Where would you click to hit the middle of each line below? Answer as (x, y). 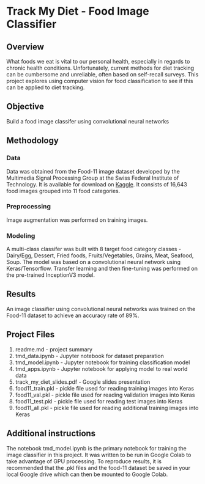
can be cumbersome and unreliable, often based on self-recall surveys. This (102, 74)
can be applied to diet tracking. (46, 87)
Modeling (21, 235)
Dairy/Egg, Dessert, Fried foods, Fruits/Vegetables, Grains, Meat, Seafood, (100, 255)
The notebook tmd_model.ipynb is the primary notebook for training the (96, 448)
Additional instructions (51, 434)
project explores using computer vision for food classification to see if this (100, 81)
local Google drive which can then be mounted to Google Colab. (87, 474)
